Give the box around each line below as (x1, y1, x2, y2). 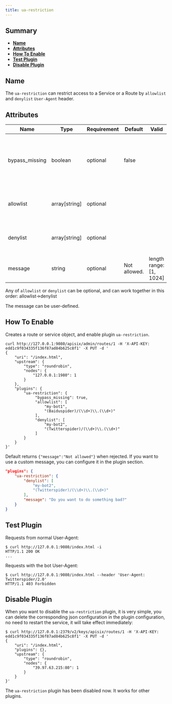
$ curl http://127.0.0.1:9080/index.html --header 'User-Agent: (5, 572, 145, 578)
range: (148, 262, 165, 269)
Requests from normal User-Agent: (5, 535, 79, 541)
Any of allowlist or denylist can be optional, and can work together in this (5, 288, 165, 294)
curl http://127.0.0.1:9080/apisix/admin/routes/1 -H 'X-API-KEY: (5, 341, 150, 346)
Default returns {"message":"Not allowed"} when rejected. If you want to (5, 453, 159, 459)
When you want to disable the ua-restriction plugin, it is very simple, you (5, 609, 162, 615)
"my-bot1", (44, 404, 68, 409)
